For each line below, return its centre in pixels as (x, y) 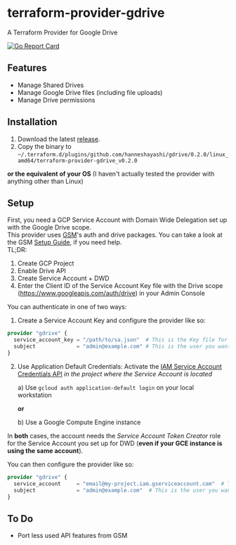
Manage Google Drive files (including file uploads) (90, 92)
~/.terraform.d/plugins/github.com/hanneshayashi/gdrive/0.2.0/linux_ (123, 155)
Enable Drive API (42, 271)
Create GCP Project (46, 263)
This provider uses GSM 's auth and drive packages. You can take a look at (115, 235)
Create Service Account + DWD (64, 278)
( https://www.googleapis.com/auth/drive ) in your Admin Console (111, 294)
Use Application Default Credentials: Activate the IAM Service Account (120, 366)
